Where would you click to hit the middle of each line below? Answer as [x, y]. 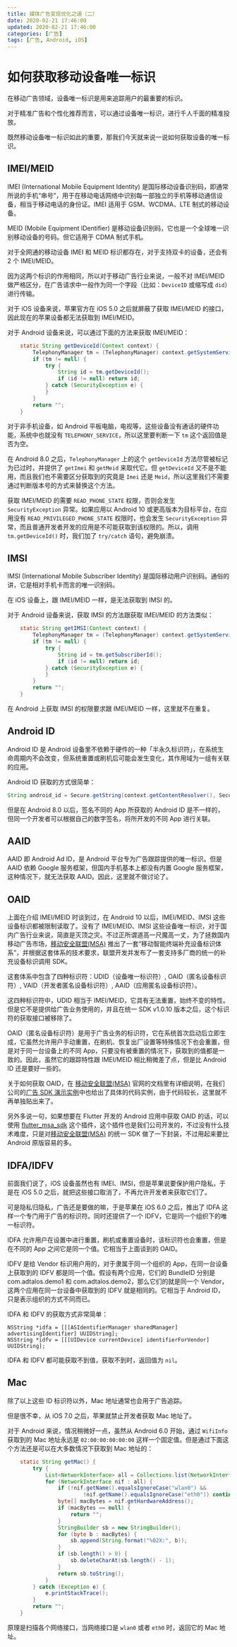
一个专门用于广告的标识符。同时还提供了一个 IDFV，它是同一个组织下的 [117, 1216]
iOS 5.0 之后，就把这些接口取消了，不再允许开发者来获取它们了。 [116, 1192]
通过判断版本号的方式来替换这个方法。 [63, 485]
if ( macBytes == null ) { [94, 1508]
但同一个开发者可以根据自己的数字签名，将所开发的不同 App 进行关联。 [111, 818]
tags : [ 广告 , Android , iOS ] [48, 40]
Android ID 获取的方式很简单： [51, 781]
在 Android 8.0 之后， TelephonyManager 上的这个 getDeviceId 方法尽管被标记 [117, 459]
